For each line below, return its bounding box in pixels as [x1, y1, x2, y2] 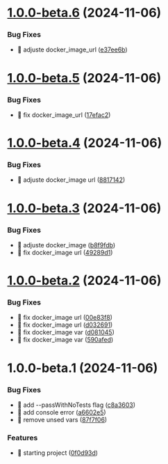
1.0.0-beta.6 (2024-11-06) [7, 5, 162, 21]
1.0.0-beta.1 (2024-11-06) [7, 360, 158, 376]
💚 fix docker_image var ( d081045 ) [17, 328, 115, 337]
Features [7, 433, 38, 442]
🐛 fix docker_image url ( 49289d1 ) [17, 248, 113, 256]
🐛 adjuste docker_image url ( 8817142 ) [17, 176, 126, 184]
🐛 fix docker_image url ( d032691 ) [17, 320, 113, 329]
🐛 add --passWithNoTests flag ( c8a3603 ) [17, 401, 136, 409]
